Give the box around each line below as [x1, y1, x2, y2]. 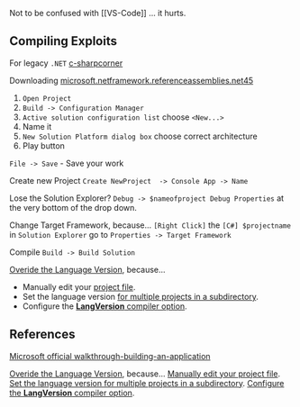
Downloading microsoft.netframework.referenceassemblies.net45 [9, 75, 254, 86]
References [9, 327, 76, 342]
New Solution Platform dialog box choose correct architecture [22, 131, 259, 141]
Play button [22, 140, 66, 151]
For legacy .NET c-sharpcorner [9, 58, 123, 68]
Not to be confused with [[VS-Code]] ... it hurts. [9, 8, 186, 18]
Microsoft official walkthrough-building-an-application [9, 350, 211, 361]
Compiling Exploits [9, 33, 117, 49]
